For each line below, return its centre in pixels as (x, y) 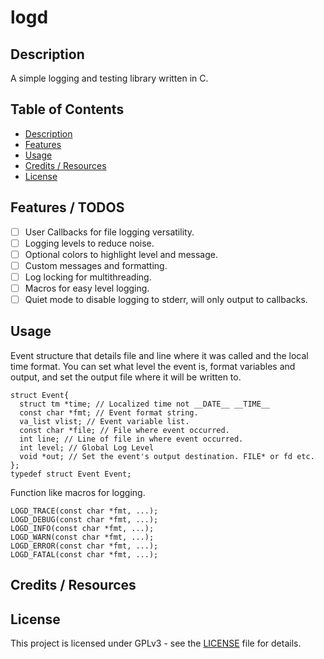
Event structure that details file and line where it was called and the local (159, 355)
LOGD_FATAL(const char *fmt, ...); (84, 554)
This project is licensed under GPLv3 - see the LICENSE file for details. (156, 643)
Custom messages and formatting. (96, 265)
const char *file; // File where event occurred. (124, 430)
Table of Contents (67, 109)
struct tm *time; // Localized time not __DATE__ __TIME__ (145, 404)
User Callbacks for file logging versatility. (109, 232)
